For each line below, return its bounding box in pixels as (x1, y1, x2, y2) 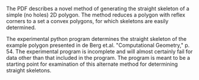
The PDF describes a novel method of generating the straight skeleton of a (6, 5, 189, 12)
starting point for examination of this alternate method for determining (6, 60, 178, 68)
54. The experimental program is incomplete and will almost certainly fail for (6, 48, 193, 55)
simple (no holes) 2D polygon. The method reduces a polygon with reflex (6, 11, 186, 18)
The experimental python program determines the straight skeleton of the (6, 36, 186, 42)
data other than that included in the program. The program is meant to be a (6, 55, 191, 61)
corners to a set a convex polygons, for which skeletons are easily (6, 18, 169, 24)
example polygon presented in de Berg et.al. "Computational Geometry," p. (6, 41, 190, 49)
